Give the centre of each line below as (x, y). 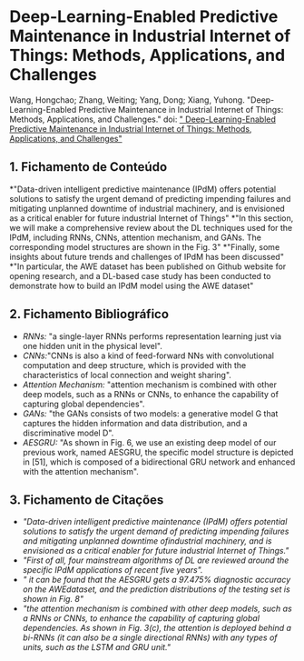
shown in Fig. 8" (53, 599)
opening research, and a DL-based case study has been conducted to (140, 275)
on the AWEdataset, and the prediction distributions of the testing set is (156, 589)
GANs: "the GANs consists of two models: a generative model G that (150, 413)
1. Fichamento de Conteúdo (88, 167)
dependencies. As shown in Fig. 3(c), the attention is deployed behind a (157, 628)
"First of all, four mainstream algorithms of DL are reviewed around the (156, 560)
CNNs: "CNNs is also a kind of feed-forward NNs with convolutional (148, 356)
